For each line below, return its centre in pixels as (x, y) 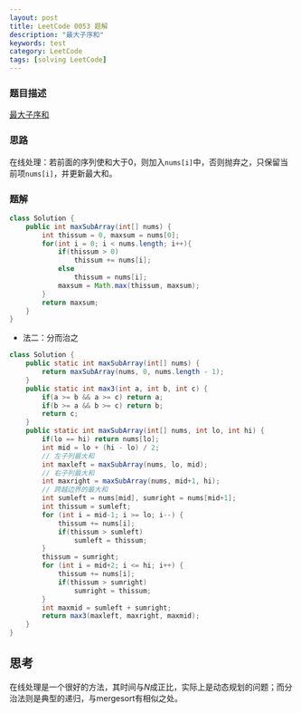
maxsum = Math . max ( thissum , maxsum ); (129, 285)
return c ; (60, 414)
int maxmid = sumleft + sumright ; (107, 608)
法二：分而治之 (50, 338)
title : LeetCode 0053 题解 (59, 26)
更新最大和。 (93, 173)
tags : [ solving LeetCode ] (58, 60)
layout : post (34, 18)
